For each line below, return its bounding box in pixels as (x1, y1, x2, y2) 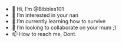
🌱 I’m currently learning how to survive (11, 18, 106, 24)
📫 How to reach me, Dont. (11, 31, 77, 37)
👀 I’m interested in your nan (11, 12, 78, 19)
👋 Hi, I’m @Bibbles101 (11, 6, 64, 12)
